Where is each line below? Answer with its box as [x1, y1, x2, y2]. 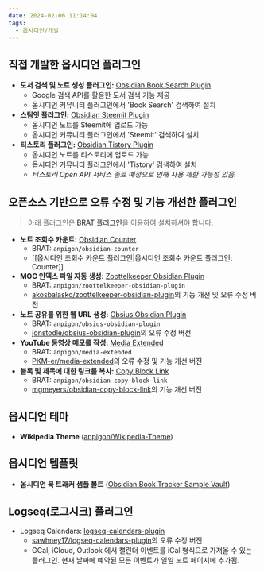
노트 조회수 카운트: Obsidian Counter [19, 235, 137, 244]
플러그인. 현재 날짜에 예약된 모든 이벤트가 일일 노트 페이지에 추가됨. [31, 555, 240, 565]
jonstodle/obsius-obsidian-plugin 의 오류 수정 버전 [31, 328, 192, 338]
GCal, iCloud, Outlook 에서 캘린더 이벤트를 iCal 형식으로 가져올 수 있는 [31, 546, 253, 555]
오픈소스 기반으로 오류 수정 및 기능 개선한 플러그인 [8, 195, 237, 209]
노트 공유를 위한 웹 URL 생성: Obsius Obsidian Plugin [19, 310, 187, 319]
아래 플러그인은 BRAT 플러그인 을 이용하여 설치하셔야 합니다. [27, 218, 214, 227]
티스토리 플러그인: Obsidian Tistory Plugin [19, 140, 153, 149]
